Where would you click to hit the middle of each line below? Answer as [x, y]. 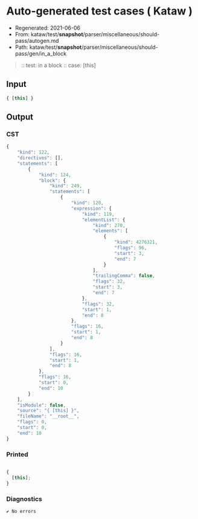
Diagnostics [24, 498]
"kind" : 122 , [34, 152]
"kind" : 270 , [109, 225]
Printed [17, 454]
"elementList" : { [104, 220]
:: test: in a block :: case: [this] [59, 65]
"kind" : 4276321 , [136, 242]
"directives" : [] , [40, 158]
